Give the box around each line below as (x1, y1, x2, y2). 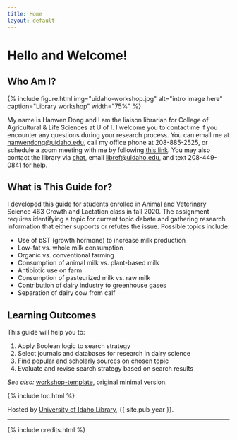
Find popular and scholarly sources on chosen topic (17, 357, 169, 365)
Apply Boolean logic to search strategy (17, 342, 131, 350)
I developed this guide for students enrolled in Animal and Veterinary (7, 199, 207, 209)
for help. (23, 161, 48, 169)
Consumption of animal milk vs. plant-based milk (17, 259, 160, 267)
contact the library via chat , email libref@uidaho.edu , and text (7, 153, 187, 161)
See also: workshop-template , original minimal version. (7, 378, 167, 386)
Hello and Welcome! (7, 47, 128, 64)
